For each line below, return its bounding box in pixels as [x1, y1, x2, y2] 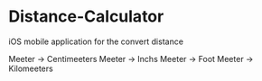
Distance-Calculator [8, 6, 164, 27]
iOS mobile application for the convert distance [8, 36, 184, 47]
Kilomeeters [8, 63, 53, 74]
